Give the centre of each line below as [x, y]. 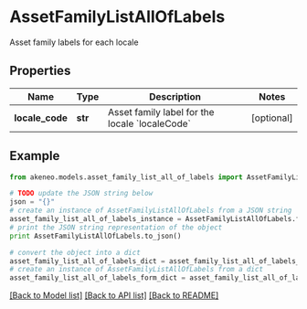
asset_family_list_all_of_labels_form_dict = [97, 278]
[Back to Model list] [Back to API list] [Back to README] [114, 295]
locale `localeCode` [150, 123]
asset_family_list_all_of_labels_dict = [88, 261]
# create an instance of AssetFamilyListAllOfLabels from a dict [136, 270]
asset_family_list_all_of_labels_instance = [95, 219]
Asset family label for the [161, 112]
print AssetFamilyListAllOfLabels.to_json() [95, 236]
